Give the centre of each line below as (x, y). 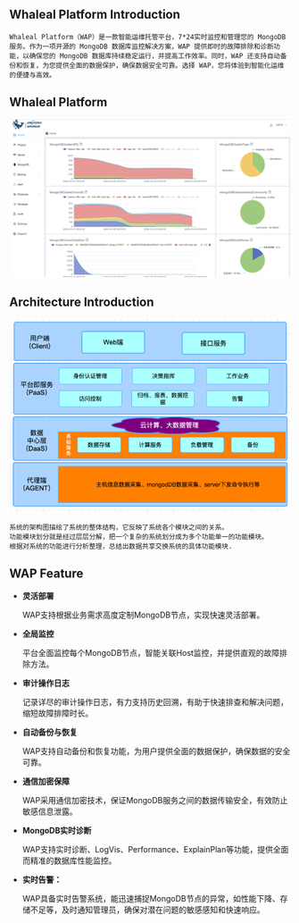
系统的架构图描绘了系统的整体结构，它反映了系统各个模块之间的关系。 (119, 527)
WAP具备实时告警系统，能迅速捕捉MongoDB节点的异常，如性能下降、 (151, 899)
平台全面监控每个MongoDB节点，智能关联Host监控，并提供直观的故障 (151, 653)
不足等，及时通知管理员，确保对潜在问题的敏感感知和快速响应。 (147, 910)
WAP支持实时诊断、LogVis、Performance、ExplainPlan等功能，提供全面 (155, 850)
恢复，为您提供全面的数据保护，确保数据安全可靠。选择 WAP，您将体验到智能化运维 (153, 65)
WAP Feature (46, 573)
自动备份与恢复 (50, 733)
